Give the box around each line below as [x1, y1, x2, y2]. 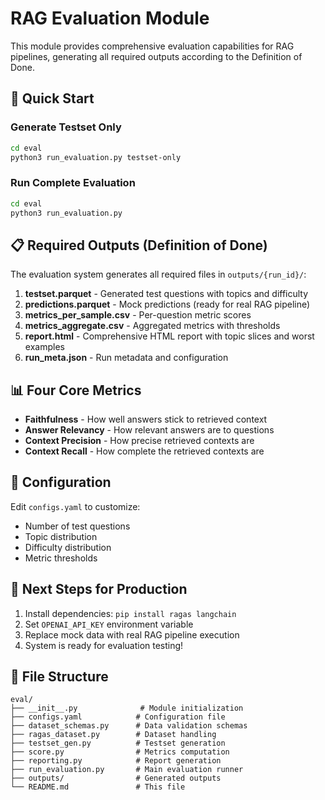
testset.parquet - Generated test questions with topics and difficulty [24, 288, 309, 300]
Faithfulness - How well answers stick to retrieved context [24, 413, 268, 426]
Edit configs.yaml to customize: [10, 500, 141, 512]
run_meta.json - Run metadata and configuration [24, 352, 229, 364]
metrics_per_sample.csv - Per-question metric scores [24, 309, 252, 321]
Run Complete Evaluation [10, 176, 136, 190]
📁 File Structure [10, 668, 109, 686]
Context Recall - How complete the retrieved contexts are [24, 445, 265, 457]
